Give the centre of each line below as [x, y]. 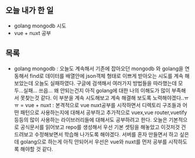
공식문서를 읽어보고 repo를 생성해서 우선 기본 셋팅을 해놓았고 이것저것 [100, 127]
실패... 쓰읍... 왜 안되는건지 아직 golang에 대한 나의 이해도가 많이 [97, 90]
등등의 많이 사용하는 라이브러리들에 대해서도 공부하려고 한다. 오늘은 [90, 119]
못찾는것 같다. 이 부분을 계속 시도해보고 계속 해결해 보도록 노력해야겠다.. [102, 98]
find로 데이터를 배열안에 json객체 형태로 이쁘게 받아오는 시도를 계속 [107, 75]
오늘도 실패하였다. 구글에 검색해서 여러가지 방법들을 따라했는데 [105, 83]
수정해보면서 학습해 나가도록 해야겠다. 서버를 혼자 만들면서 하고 [106, 134]
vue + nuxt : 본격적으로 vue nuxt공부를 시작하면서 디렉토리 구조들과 [103, 105]
